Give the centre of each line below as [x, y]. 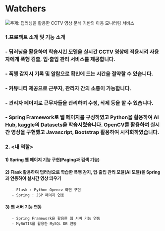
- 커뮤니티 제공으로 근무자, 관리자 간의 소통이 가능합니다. [68, 88]
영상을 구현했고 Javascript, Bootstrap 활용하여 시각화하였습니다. [85, 132]
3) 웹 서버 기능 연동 [24, 207]
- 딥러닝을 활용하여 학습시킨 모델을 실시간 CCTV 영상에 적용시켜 [77, 52]
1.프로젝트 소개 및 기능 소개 [35, 37]
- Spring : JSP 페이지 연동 [38, 195]
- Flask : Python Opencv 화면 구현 [46, 190]
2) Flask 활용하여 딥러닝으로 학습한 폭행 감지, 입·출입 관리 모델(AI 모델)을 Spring [83, 172]
